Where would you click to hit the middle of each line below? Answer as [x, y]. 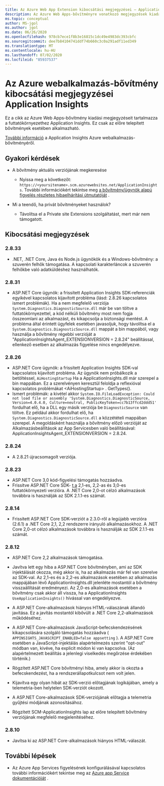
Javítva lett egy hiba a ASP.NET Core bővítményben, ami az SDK [77, 567]
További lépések [31, 756]
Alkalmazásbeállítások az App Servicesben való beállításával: [74, 428]
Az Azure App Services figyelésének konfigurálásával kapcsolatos [79, 767]
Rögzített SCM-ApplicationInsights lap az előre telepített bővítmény [80, 712]
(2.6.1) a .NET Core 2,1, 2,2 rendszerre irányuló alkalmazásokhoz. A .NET [85, 524]
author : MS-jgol [21, 23]
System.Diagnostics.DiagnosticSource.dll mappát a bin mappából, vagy [85, 329]
